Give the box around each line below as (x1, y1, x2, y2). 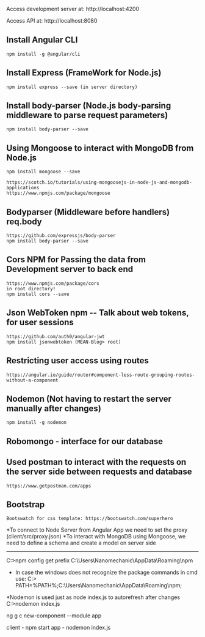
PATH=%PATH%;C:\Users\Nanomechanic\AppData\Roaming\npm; (15, 582, 182, 589)
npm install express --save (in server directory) (6, 84, 138, 90)
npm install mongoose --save (6, 168, 81, 175)
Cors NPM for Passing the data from (6, 254, 146, 265)
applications (6, 185, 40, 191)
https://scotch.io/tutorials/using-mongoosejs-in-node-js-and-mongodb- (6, 179, 192, 186)
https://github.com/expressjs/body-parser (6, 233, 116, 239)
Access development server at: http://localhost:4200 (6, 6, 139, 12)
